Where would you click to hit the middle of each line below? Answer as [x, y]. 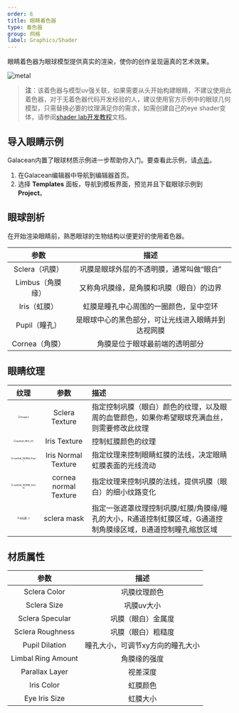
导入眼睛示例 [36, 142]
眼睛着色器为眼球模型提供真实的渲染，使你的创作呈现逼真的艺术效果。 [110, 62]
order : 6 [20, 14]
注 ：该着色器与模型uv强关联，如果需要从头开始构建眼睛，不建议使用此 [128, 90]
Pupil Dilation [44, 645]
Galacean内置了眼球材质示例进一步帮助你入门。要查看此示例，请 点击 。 [111, 160]
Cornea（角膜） [38, 343]
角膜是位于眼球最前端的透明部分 [150, 343]
